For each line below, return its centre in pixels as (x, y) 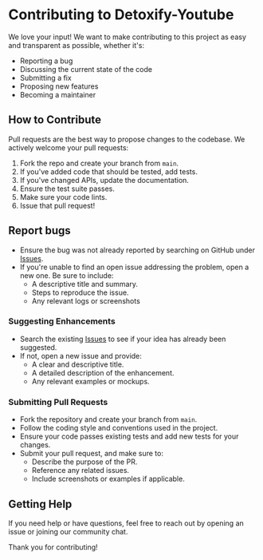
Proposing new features (59, 86)
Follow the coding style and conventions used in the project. (119, 428)
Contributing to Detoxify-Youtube (121, 15)
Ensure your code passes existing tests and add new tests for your (129, 436)
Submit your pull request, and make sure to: (91, 454)
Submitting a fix (45, 77)
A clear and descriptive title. (78, 364)
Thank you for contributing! (53, 547)
